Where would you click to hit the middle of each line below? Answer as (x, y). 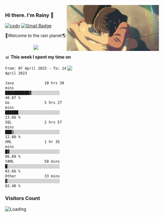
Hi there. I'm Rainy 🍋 (30, 15)
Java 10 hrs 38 (35, 83)
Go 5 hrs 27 (34, 103)
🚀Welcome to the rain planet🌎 (36, 36)
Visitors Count (23, 198)
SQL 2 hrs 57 (34, 122)
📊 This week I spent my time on (38, 57)
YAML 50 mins (32, 162)
